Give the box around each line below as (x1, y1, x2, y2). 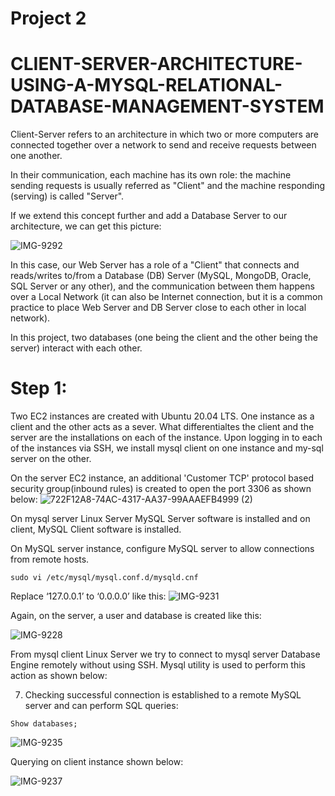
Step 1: (10, 377, 68, 400)
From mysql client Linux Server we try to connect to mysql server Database (10, 648, 321, 661)
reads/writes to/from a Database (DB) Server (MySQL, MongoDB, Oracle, (10, 270, 312, 282)
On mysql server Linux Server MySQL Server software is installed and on (10, 513, 311, 525)
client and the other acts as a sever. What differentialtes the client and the (10, 421, 315, 433)
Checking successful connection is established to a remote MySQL (24, 689, 302, 701)
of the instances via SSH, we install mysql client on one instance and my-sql (10, 442, 324, 454)
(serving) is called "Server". (10, 190, 125, 202)
